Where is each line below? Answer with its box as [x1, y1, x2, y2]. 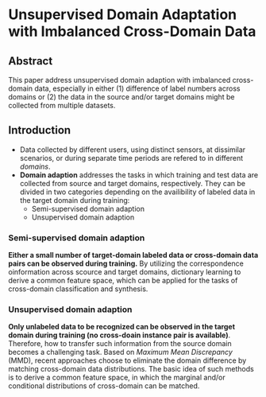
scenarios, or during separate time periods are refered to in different [19, 153, 244, 162]
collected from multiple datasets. [8, 101, 116, 110]
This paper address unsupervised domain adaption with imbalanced [8, 76, 231, 84]
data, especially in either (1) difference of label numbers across [34, 84, 241, 93]
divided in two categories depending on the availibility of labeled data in [19, 187, 256, 197]
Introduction [8, 123, 71, 137]
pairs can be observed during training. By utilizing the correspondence [8, 259, 244, 268]
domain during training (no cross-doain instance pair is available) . [8, 330, 231, 340]
